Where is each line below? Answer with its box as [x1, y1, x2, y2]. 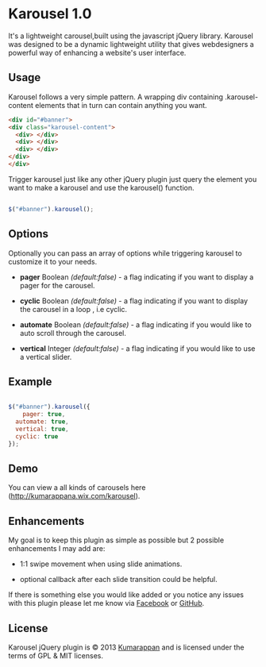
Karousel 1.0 [8, 5, 92, 23]
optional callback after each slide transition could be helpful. [19, 575, 218, 584]
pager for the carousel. [19, 280, 95, 290]
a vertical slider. [19, 352, 72, 361]
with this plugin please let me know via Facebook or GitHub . [8, 599, 205, 608]
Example [8, 375, 52, 388]
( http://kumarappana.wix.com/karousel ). [8, 492, 141, 501]
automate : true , [15, 418, 69, 426]
